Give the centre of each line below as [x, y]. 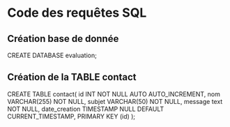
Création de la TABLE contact [72, 77]
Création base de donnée [63, 39]
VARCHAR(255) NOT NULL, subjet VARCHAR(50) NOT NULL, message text [115, 101]
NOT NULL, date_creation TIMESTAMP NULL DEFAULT [86, 109]
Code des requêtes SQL [77, 13]
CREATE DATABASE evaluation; [52, 55]
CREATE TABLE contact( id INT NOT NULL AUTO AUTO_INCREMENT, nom [114, 94]
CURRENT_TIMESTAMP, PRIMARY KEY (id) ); [71, 116]
